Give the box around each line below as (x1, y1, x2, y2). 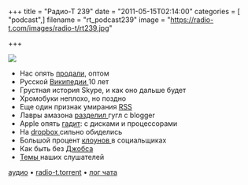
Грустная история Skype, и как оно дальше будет (19, 86, 187, 94)
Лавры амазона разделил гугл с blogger (19, 110, 156, 120)
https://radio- (170, 15, 214, 24)
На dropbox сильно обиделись (19, 128, 123, 136)
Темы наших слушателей (19, 153, 105, 161)
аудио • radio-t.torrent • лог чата (8, 168, 118, 176)
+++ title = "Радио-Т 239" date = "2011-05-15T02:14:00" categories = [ (8, 7, 240, 16)
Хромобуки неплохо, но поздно (19, 94, 127, 103)
